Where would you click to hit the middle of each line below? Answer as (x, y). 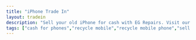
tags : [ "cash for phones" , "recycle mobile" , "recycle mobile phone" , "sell (98, 28)
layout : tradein (26, 17)
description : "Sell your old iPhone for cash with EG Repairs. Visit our (98, 22)
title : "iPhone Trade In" (38, 11)
